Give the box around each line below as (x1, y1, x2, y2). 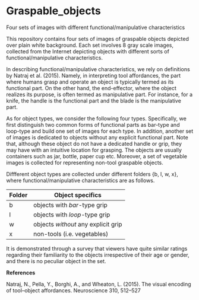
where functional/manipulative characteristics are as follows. (6, 177, 155, 184)
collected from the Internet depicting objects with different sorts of (6, 47, 169, 55)
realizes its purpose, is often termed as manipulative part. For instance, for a (6, 91, 193, 98)
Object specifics (53, 191, 102, 199)
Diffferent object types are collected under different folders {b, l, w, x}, (6, 170, 178, 177)
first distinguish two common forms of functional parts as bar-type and (6, 121, 180, 128)
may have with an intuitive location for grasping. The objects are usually (6, 146, 182, 154)
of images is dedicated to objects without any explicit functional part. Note (6, 133, 188, 141)
